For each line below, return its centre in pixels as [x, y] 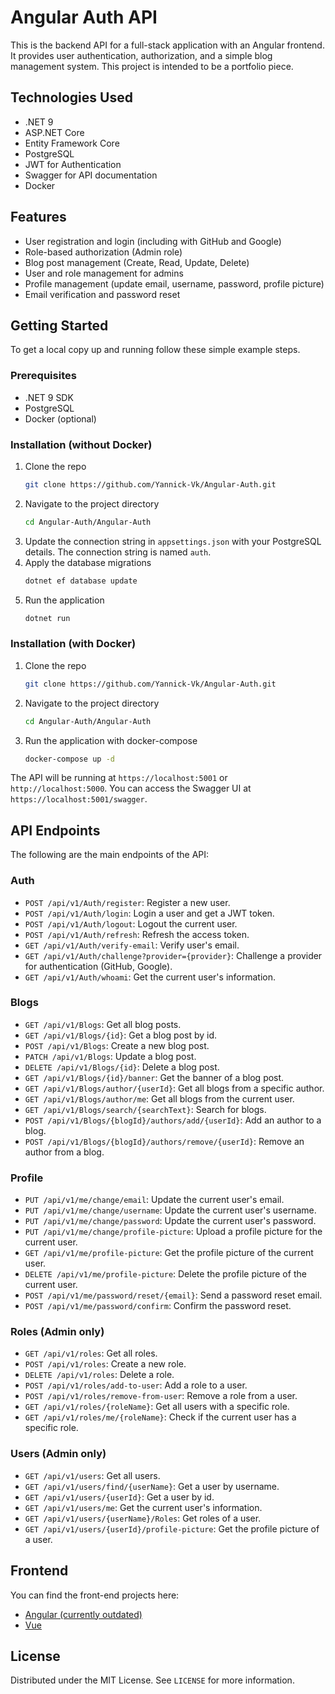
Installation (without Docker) [81, 444]
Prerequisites [43, 376]
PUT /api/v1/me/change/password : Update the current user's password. [170, 1221]
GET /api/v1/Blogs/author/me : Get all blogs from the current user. [159, 1098]
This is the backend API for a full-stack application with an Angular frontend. [167, 45]
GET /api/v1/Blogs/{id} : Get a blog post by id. [121, 1035]
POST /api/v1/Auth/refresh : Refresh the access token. [137, 934]
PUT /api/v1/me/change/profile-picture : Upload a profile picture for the [173, 1232]
